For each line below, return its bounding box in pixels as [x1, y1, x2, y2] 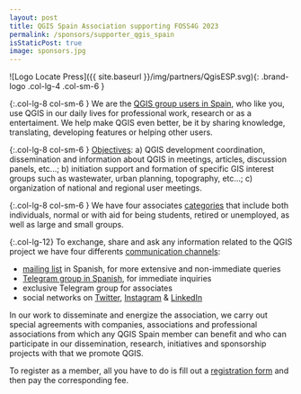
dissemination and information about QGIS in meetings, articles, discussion [9, 154, 288, 165]
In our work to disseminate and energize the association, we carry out [9, 309, 268, 320]
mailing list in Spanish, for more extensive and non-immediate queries [22, 264, 281, 274]
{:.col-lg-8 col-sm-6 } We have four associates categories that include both [9, 200, 289, 211]
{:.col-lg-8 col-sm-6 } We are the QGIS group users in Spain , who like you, [9, 98, 285, 109]
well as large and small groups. [9, 219, 124, 230]
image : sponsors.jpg [9, 47, 87, 56]
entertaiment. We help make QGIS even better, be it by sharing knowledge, [9, 118, 286, 129]
